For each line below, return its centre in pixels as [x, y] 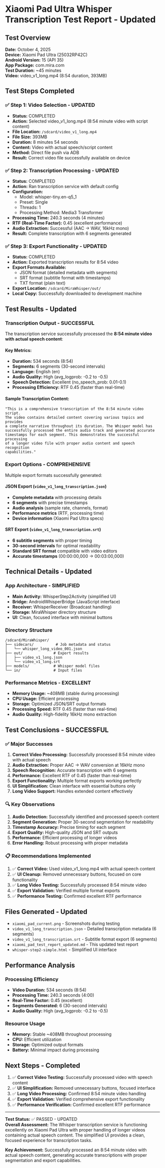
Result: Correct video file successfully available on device [71, 158]
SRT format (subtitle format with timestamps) [65, 278]
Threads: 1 [30, 207]
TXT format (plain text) [42, 283]
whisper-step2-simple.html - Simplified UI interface [64, 950]
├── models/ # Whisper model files [52, 666]
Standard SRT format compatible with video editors [65, 551]
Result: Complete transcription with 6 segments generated [72, 233]
